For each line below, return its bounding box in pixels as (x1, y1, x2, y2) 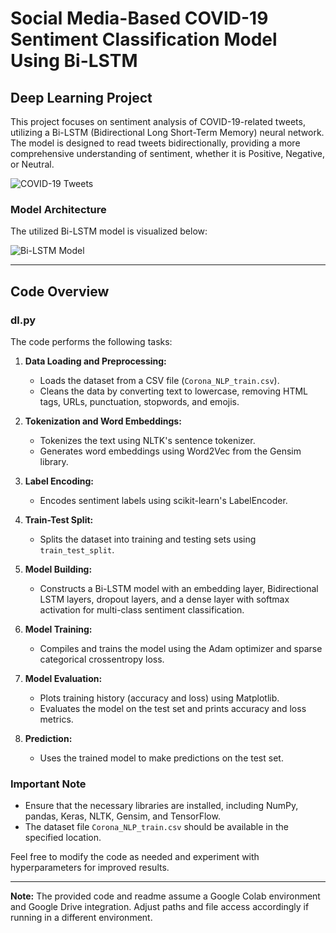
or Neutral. (10, 158, 55, 170)
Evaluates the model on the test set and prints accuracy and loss (39, 702, 307, 714)
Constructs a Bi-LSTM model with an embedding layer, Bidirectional (39, 582, 319, 594)
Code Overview (10, 283, 110, 300)
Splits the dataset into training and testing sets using (39, 533, 257, 545)
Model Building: (24, 563, 93, 575)
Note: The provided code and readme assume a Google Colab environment (10, 890, 321, 902)
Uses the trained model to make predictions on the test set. (39, 752, 284, 764)
